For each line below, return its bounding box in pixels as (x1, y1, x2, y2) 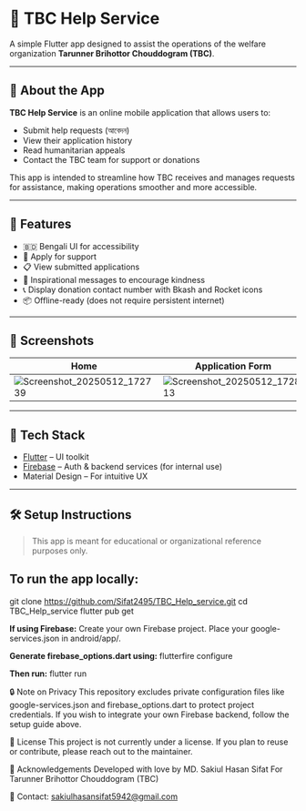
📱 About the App (9, 83, 105, 98)
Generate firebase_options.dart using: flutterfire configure (9, 650, 233, 661)
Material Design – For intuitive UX (22, 471, 148, 482)
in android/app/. (61, 633, 121, 644)
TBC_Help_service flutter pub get (9, 605, 134, 616)
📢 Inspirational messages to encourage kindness (22, 274, 206, 285)
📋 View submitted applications (22, 261, 140, 272)
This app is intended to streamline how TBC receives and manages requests (9, 172, 296, 183)
